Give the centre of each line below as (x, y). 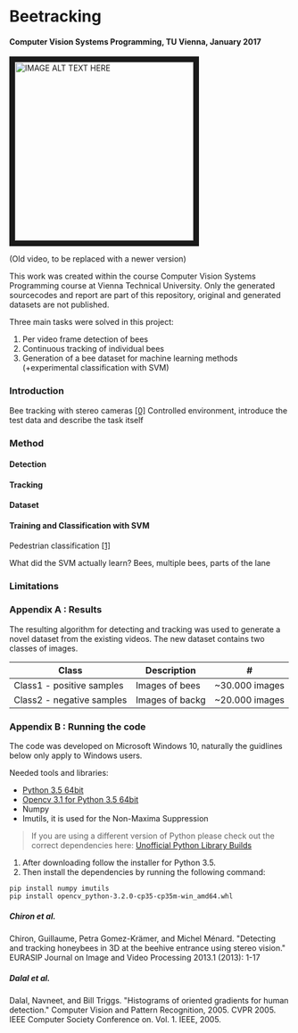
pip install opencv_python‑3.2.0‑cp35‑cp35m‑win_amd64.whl (121, 896)
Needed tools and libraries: (59, 773)
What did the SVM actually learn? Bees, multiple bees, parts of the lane (140, 562)
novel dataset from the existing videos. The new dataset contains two (137, 638)
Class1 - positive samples (69, 685)
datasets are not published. (59, 304)
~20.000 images (249, 700)
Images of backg (170, 700)
